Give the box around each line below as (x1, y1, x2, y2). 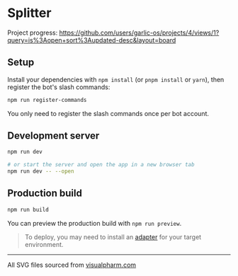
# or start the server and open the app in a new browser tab (7, 161, 195, 168)
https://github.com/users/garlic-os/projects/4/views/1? (59, 28, 220, 37)
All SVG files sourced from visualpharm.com (7, 260, 137, 269)
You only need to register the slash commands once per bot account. (7, 109, 209, 117)
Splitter (7, 5, 52, 21)
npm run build (7, 206, 50, 213)
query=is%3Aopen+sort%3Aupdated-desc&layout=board (7, 35, 176, 44)
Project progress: (7, 28, 58, 37)
